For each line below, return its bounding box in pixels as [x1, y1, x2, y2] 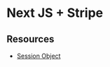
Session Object [16, 51, 61, 60]
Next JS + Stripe [6, 5, 103, 21]
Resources [6, 33, 55, 45]
